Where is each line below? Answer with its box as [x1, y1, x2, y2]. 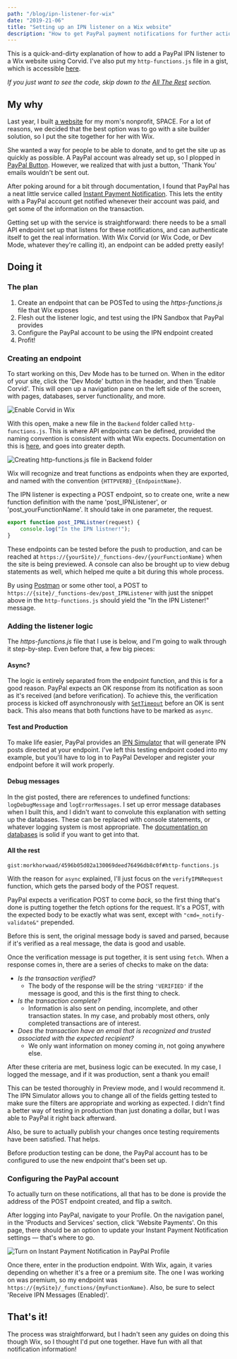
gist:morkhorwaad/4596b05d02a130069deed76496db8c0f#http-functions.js [7, 862, 219, 869]
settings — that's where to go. [7, 1233, 95, 1242]
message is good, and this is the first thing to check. [28, 989, 181, 997]
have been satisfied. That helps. [7, 1135, 101, 1143]
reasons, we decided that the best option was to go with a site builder [7, 125, 210, 133]
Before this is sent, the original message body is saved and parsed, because [7, 931, 229, 940]
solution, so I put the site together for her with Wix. [7, 132, 155, 141]
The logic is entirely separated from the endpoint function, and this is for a [7, 677, 224, 685]
